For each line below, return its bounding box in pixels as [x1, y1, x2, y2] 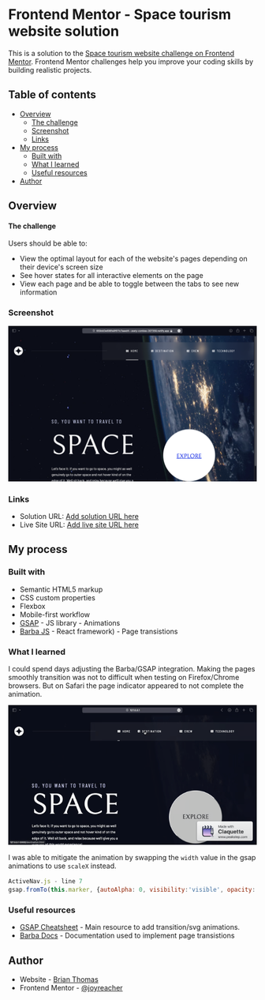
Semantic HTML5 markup [19, 585, 103, 594]
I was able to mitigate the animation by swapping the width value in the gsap [8, 853, 256, 863]
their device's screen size [19, 262, 104, 272]
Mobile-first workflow [19, 610, 91, 619]
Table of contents [8, 88, 96, 102]
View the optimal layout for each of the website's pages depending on [19, 254, 248, 264]
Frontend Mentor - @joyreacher [19, 983, 124, 993]
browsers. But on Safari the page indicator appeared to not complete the [8, 681, 244, 690]
